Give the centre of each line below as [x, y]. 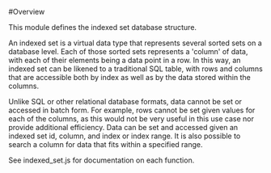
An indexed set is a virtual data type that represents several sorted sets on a [135, 43]
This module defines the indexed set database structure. [102, 27]
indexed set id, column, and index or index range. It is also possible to [125, 136]
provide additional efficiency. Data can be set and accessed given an [123, 127]
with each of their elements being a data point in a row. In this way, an [125, 60]
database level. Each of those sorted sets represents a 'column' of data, [128, 51]
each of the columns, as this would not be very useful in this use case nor [131, 119]
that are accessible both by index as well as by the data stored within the [129, 77]
